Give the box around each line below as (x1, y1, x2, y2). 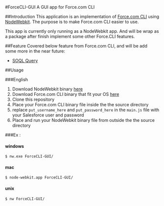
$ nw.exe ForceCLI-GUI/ (5, 154, 54, 159)
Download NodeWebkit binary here (12, 86, 83, 92)
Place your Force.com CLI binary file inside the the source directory (12, 102, 149, 107)
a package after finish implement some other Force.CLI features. (5, 34, 135, 39)
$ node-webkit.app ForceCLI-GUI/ (5, 175, 73, 180)
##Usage (5, 67, 24, 73)
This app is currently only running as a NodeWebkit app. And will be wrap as (5, 28, 159, 34)
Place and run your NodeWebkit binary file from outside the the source (12, 117, 155, 123)
